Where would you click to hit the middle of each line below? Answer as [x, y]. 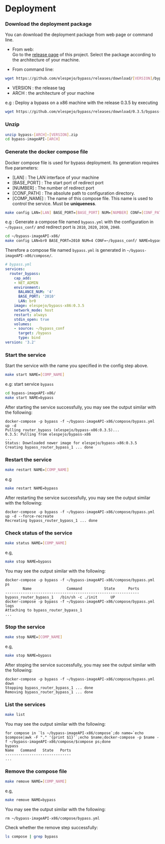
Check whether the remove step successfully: [52, 828]
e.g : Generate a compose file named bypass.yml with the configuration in [79, 222]
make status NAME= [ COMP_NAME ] [36, 543]
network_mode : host [34, 310]
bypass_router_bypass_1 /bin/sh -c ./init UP [60, 597]
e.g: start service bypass [29, 384]
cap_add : [23, 278]
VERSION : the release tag [39, 88]
